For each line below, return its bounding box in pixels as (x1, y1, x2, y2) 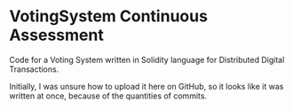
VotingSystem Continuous (9, 6, 209, 27)
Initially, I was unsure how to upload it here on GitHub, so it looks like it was (9, 81, 284, 91)
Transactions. (9, 64, 59, 75)
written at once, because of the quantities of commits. (9, 90, 207, 101)
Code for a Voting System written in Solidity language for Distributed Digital (9, 54, 285, 65)
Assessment (9, 25, 104, 45)
